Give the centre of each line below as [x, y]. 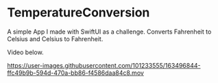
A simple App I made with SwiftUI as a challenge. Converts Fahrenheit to [109, 32]
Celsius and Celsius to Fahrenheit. [55, 38]
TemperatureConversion [78, 13]
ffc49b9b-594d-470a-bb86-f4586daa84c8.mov [75, 73]
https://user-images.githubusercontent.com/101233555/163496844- [104, 65]
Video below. [25, 52]
